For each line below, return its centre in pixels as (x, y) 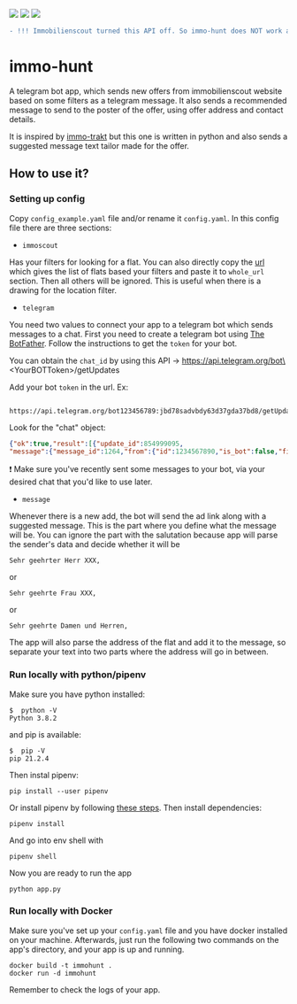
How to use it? (49, 174)
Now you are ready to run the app (71, 873)
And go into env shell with (57, 840)
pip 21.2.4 (29, 758)
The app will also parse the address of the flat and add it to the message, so (148, 643)
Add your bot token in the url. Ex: (69, 387)
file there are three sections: (61, 228)
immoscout (40, 245)
